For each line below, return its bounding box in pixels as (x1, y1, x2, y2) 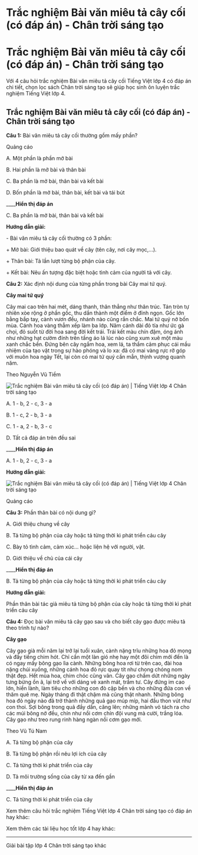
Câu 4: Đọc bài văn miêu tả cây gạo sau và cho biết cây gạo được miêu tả (6, 618, 186, 625)
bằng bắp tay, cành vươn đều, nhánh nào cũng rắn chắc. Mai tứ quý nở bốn (6, 315, 189, 322)
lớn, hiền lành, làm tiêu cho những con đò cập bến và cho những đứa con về (6, 684, 191, 692)
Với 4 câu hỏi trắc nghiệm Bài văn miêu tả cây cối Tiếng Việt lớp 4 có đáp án (6, 77, 192, 85)
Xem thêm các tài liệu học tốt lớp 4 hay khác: (6, 825, 116, 832)
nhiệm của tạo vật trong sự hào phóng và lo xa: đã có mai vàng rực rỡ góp (6, 346, 186, 354)
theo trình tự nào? (6, 624, 49, 631)
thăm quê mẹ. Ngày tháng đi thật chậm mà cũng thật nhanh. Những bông (6, 691, 184, 698)
